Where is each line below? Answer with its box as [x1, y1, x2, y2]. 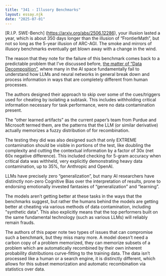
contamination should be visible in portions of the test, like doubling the [5, 142, 151, 148]
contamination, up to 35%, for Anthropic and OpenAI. [5, 163, 114, 169]
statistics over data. [5, 266, 46, 272]
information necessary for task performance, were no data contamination [5, 102, 155, 108]
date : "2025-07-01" [5, 16, 46, 21]
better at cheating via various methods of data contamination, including [5, 204, 151, 210]
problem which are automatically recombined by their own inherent [5, 245, 142, 251]
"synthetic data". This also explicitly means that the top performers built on [5, 209, 158, 215]
